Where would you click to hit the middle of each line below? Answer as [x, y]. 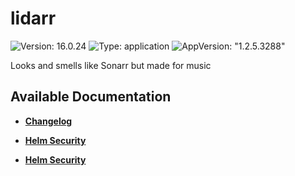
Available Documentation [91, 97]
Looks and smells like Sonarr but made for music [111, 65]
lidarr [33, 18]
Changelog [48, 121]
